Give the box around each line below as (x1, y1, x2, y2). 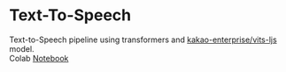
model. (9, 43, 35, 54)
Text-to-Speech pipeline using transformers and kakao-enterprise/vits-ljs (9, 34, 277, 45)
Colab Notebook (9, 53, 69, 63)
